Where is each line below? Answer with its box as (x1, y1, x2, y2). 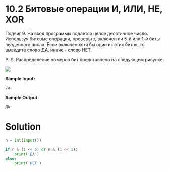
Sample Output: (5, 94, 39, 100)
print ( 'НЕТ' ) (14, 161, 42, 166)
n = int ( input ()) (5, 138, 42, 143)
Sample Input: (5, 75, 35, 81)
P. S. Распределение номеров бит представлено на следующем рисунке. (5, 56, 164, 62)
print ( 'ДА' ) (14, 151, 39, 157)
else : (5, 156, 17, 161)
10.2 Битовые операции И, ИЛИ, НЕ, (5, 3, 163, 15)
